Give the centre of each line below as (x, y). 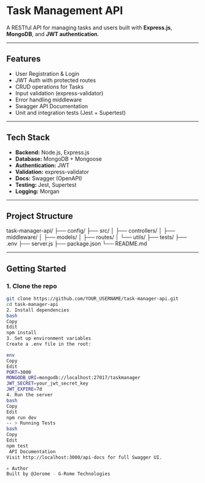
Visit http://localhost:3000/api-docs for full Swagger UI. (85, 457)
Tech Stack (28, 138)
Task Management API (65, 11)
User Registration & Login (47, 73)
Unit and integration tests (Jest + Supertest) (70, 112)
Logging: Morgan (37, 191)
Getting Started (36, 268)
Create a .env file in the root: (49, 344)
